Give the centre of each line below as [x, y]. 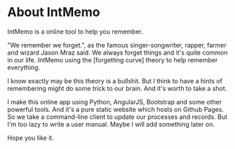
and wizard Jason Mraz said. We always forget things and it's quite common [117, 52]
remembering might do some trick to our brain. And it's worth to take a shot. [117, 88]
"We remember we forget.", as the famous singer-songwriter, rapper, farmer [117, 45]
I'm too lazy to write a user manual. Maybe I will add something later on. [111, 124]
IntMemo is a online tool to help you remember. [75, 31]
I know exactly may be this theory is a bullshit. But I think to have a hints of [115, 80]
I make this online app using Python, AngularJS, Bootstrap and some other [115, 101]
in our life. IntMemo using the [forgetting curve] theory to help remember [113, 59]
